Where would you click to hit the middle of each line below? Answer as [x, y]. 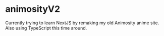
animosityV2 [33, 9]
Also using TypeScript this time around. [46, 28]
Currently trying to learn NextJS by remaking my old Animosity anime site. [82, 23]
